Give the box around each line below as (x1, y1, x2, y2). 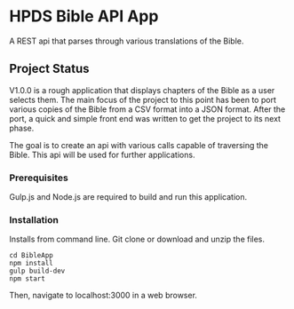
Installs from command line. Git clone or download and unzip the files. (9, 234, 265, 245)
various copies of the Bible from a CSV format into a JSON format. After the (9, 104, 286, 115)
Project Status (9, 61, 91, 76)
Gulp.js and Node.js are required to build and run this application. (9, 192, 248, 202)
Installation (9, 213, 60, 226)
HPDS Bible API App (9, 6, 159, 27)
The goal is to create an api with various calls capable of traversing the (9, 139, 269, 150)
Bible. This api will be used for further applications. (9, 149, 195, 160)
